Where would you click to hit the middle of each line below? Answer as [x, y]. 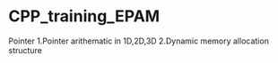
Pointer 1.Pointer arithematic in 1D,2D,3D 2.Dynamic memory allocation [139, 41]
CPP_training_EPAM [84, 16]
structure [25, 50]
